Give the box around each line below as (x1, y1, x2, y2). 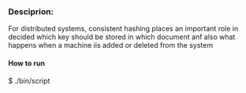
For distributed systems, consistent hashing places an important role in (8, 24, 239, 34)
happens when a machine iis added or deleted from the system (8, 41, 214, 50)
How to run (8, 58, 46, 68)
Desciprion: (8, 6, 54, 17)
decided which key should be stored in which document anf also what (8, 32, 236, 41)
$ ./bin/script (8, 76, 50, 85)
